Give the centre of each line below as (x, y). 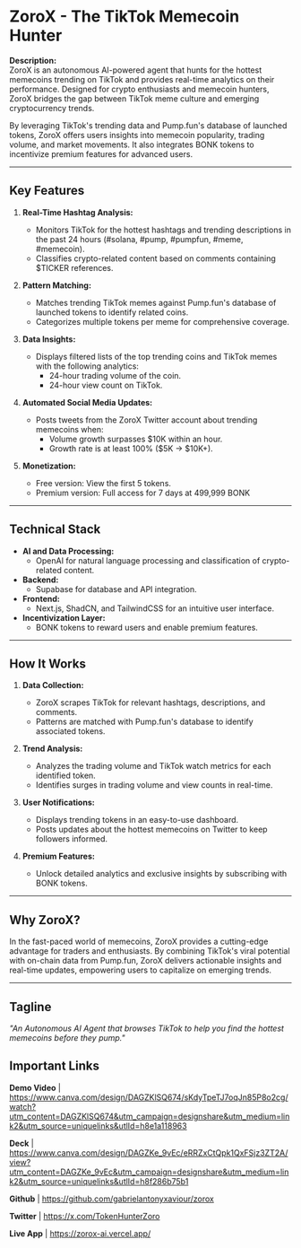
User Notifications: (59, 803)
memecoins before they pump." (67, 1038)
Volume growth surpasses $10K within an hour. (136, 439)
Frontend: (41, 598)
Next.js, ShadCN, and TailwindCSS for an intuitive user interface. (155, 608)
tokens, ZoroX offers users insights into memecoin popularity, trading (137, 135)
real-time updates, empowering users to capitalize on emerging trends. (140, 970)
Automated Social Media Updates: (87, 402)
